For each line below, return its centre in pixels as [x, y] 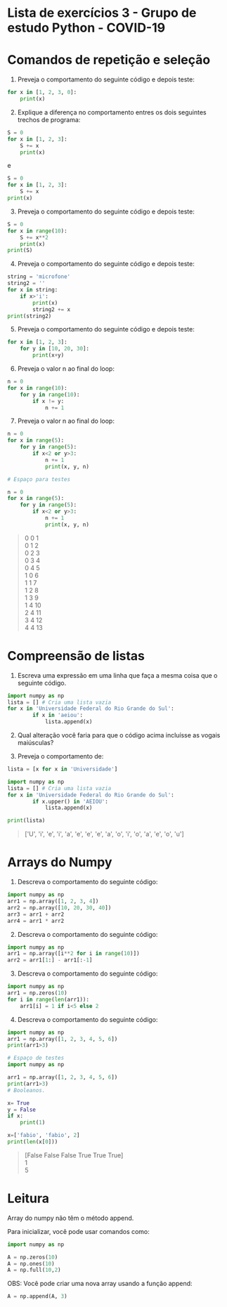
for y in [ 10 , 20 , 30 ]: [55, 349]
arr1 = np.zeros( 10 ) [38, 993]
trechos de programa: [49, 119]
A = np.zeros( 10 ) [33, 1257]
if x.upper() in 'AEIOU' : [71, 801]
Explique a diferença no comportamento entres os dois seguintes [112, 112]
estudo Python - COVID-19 [86, 28]
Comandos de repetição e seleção [109, 60]
